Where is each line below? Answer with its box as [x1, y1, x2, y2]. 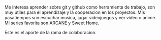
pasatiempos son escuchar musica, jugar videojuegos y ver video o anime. [4, 15, 157, 20]
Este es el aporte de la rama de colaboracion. [4, 30, 97, 35]
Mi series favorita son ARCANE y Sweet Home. [4, 20, 99, 26]
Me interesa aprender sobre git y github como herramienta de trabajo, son [4, 4, 156, 10]
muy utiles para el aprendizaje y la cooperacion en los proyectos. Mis [4, 9, 145, 15]
